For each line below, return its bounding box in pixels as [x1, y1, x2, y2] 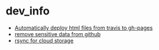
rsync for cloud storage [14, 37, 74, 44]
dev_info [5, 4, 50, 18]
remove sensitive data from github [14, 30, 101, 37]
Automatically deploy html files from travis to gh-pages [14, 24, 153, 31]
